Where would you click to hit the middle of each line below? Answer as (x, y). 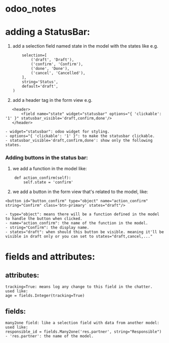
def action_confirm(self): (43, 178)
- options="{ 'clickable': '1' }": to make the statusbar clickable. (80, 136)
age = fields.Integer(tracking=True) (45, 296)
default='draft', (40, 87)
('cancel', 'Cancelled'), (58, 73)
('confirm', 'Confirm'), (57, 64)
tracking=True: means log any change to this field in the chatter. (79, 287)
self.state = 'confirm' (48, 182)
